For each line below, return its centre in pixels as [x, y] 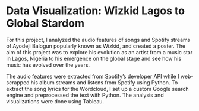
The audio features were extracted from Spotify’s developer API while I [93, 76]
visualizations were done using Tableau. [55, 101]
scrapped [18, 82]
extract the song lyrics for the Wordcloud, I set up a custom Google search [97, 89]
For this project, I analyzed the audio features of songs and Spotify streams [98, 40]
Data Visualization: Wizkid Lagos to [96, 11]
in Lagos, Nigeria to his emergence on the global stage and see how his [94, 58]
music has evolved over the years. [48, 65]
